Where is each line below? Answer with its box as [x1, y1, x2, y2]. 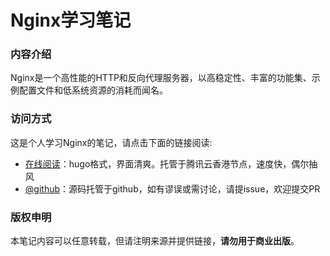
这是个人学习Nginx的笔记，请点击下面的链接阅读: [10, 136, 213, 148]
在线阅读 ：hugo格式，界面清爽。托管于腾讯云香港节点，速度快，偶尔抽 [24, 157, 318, 170]
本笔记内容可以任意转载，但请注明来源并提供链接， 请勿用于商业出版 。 [10, 235, 300, 247]
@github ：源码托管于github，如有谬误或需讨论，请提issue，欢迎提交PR [24, 182, 321, 195]
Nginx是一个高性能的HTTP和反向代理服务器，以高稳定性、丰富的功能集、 [10, 72, 312, 84]
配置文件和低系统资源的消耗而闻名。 [18, 84, 168, 96]
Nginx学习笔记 [10, 9, 132, 32]
